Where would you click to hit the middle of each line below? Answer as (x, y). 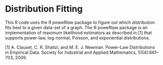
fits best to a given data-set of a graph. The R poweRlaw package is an (76, 27)
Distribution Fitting (44, 9)
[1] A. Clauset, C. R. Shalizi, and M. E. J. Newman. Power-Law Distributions (80, 47)
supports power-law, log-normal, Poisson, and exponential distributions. (78, 38)
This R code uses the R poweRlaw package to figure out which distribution (80, 22)
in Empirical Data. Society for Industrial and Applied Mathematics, (71, 52)
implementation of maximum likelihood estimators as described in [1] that (79, 32)
